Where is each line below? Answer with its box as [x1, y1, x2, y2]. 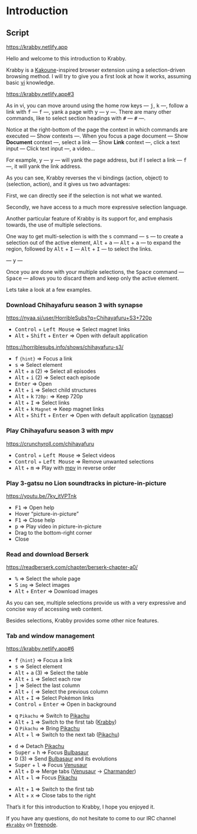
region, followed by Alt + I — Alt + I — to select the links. [6, 245, 153, 253]
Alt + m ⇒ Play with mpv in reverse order [14, 464, 117, 471]
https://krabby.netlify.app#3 [6, 91, 75, 97]
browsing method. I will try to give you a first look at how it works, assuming [6, 73, 191, 79]
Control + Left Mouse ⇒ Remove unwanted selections [14, 458, 154, 465]
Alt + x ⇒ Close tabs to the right [14, 792, 96, 799]
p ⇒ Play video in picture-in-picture [14, 523, 102, 530]
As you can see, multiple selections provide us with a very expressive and [6, 599, 186, 606]
